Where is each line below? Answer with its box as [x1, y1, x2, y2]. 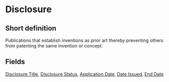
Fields [5, 58, 26, 66]
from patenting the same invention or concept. [5, 43, 103, 49]
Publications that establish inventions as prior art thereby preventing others [5, 37, 163, 43]
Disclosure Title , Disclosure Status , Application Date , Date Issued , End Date [5, 71, 164, 77]
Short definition [5, 24, 57, 33]
